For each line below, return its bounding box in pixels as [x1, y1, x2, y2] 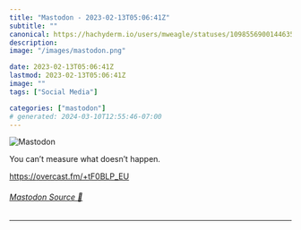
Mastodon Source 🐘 [9, 192, 83, 202]
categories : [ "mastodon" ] [9, 104, 106, 113]
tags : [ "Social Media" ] [9, 87, 99, 97]
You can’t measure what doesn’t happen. [9, 154, 161, 165]
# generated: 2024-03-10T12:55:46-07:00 [9, 112, 163, 121]
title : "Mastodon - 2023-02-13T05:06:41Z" [9, 13, 170, 22]
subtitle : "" [9, 21, 58, 30]
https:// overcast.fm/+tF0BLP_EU [9, 171, 130, 182]
